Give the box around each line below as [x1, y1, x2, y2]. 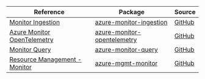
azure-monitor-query [95, 46, 159, 53]
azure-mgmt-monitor [95, 59, 158, 67]
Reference [34, 8, 65, 16]
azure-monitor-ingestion [95, 18, 168, 26]
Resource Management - [9, 55, 82, 63]
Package [118, 8, 145, 16]
